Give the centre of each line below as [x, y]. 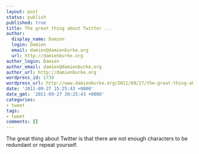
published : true [26, 23]
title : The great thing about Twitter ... [59, 28]
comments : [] [22, 122]
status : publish [26, 17]
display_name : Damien [38, 39]
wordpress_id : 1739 [30, 78]
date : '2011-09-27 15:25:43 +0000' [50, 89]
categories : [21, 100]
